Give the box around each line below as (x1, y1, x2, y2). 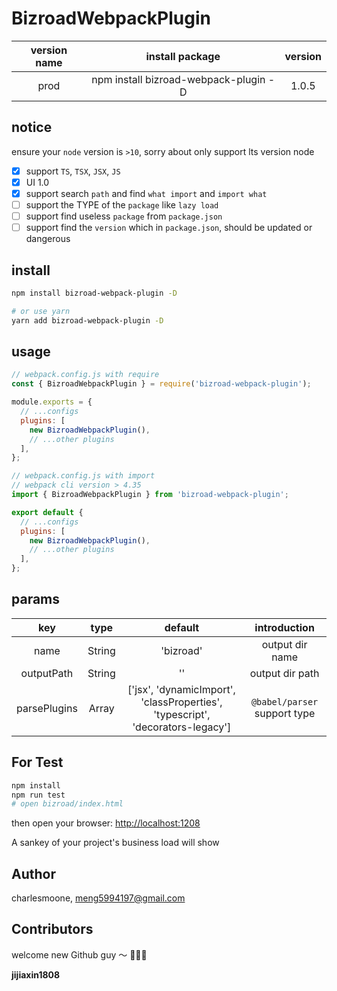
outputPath (20, 666, 74, 680)
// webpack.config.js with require (11, 370, 160, 380)
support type (254, 706, 316, 720)
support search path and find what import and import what (25, 187, 268, 199)
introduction (254, 620, 315, 634)
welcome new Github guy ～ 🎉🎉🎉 (11, 948, 148, 961)
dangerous (25, 233, 71, 245)
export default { (11, 507, 84, 517)
